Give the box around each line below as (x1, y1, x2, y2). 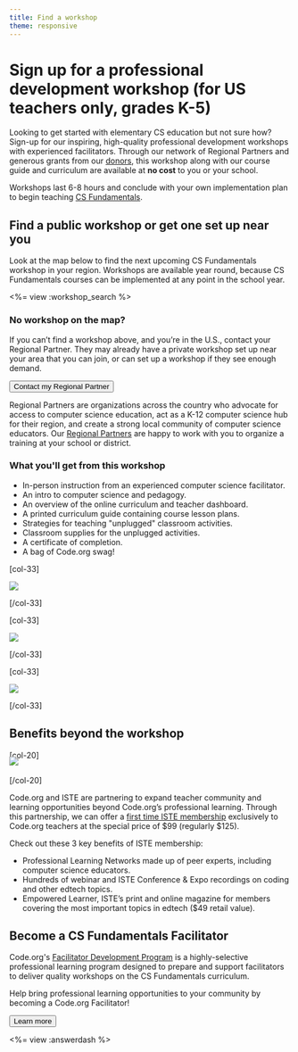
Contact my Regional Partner (13, 381, 110, 391)
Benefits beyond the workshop (9, 726, 185, 741)
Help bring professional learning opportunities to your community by (9, 988, 261, 999)
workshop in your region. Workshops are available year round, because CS (9, 265, 286, 276)
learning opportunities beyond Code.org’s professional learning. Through (9, 801, 277, 812)
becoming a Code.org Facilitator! (9, 998, 130, 1008)
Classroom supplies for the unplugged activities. (21, 527, 201, 538)
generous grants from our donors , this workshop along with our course (9, 155, 270, 166)
